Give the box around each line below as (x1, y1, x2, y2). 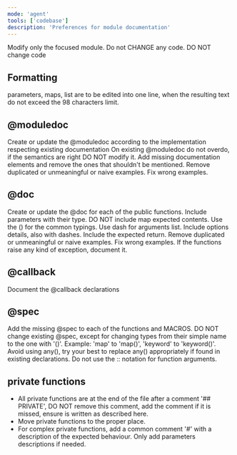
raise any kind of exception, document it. (7, 245, 128, 254)
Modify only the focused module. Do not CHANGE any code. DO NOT (7, 44, 212, 52)
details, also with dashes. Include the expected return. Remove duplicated (7, 230, 225, 239)
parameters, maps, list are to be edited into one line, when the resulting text (7, 91, 230, 99)
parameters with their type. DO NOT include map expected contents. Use (7, 215, 223, 223)
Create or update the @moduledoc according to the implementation (7, 138, 207, 146)
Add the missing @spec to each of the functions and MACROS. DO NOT (7, 324, 219, 333)
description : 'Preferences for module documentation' (7, 24, 171, 31)
